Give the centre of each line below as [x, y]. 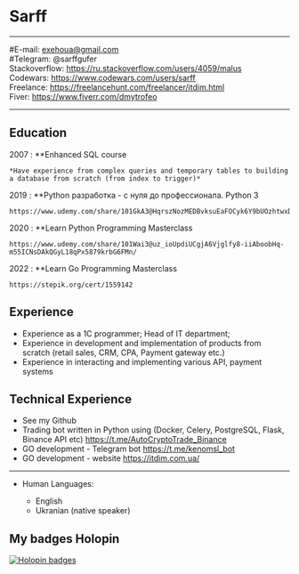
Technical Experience [70, 399]
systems [37, 371]
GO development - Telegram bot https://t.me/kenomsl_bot [129, 449]
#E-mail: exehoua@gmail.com [64, 49]
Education [38, 133]
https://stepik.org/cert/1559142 [71, 285]
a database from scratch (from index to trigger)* [105, 178]
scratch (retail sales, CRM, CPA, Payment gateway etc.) [123, 352]
